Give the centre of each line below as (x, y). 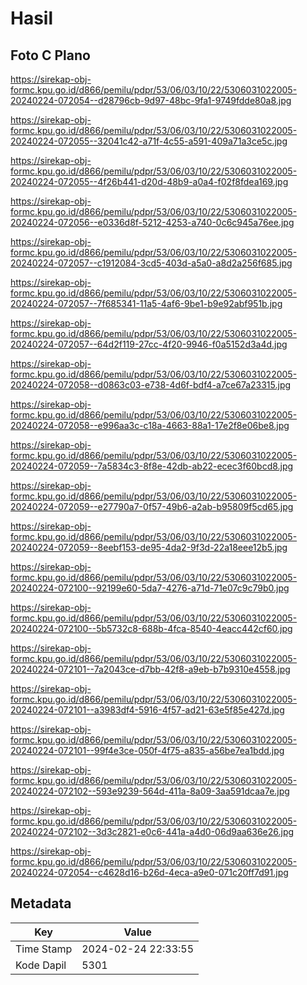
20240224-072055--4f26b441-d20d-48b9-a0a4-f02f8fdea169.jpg (149, 181)
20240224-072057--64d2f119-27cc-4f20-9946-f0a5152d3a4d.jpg (149, 344)
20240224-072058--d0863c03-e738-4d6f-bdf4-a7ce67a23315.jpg (151, 385)
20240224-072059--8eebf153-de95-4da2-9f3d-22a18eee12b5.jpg (149, 547)
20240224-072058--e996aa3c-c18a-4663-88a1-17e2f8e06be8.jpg (150, 425)
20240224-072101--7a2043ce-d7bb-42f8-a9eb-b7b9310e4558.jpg (150, 669)
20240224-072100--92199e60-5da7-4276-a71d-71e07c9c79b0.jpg (150, 588)
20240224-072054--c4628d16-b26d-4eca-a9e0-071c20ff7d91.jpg (149, 872)
